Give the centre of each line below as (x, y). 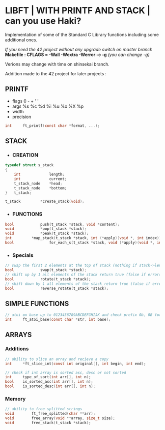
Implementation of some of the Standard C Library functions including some (82, 34)
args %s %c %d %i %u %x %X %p (48, 106)
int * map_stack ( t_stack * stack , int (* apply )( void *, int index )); (84, 238)
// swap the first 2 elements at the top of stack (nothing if (71, 266)
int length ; (39, 175)
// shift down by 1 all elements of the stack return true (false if (78, 284)
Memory (15, 399)
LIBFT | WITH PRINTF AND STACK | (78, 11)
